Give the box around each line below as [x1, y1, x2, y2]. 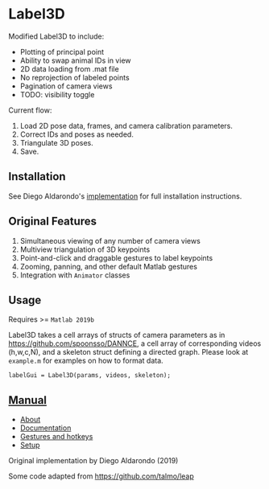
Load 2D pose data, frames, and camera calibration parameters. [19, 121, 234, 130]
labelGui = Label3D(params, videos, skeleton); [8, 372, 172, 380]
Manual [8, 393, 47, 407]
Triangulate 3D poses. [19, 138, 94, 147]
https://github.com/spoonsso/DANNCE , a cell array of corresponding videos [8, 339, 262, 348]
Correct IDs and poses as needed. [19, 129, 134, 139]
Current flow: [8, 105, 52, 115]
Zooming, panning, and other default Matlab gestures [19, 261, 197, 271]
